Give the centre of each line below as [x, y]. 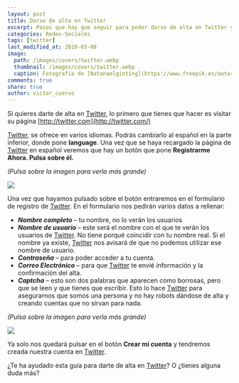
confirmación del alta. [49, 273]
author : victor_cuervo [41, 93]
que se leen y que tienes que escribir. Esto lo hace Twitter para [110, 288]
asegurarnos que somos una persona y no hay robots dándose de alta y [123, 295]
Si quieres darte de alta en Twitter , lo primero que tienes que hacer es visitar [119, 114]
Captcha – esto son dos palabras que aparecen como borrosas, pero [119, 280]
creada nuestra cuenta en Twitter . [57, 352]
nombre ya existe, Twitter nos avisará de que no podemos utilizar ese [119, 243]
